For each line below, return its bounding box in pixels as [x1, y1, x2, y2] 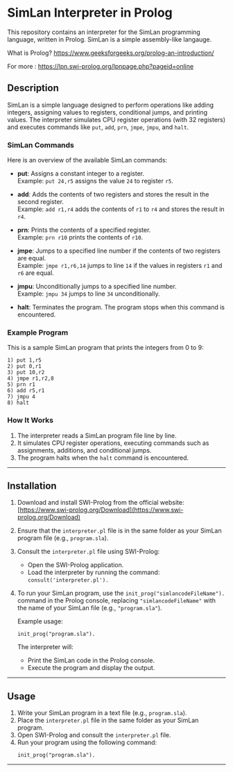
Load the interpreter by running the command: [27, 568, 160, 577]
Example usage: [17, 617, 64, 626]
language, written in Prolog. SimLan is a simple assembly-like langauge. [7, 35, 212, 43]
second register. [17, 198, 64, 206]
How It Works [7, 415, 54, 425]
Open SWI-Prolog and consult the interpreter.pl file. [17, 731, 171, 739]
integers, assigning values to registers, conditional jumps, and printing [7, 108, 208, 116]
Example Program [7, 328, 69, 337]
